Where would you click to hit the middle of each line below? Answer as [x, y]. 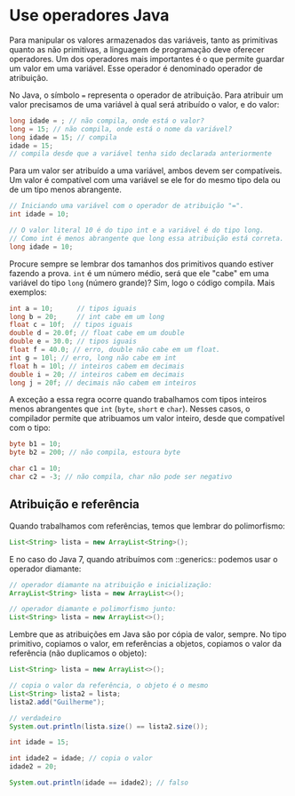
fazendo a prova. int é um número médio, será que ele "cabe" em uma [139, 273]
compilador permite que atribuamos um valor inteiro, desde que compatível [147, 418]
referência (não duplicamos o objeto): [78, 653]
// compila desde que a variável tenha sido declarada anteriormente [141, 154]
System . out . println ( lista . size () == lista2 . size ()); [109, 726]
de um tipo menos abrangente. [65, 190]
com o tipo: [30, 428]
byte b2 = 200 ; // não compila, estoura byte [95, 453]
